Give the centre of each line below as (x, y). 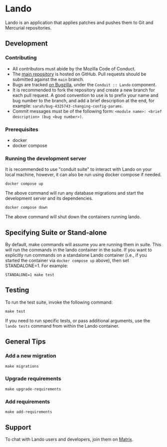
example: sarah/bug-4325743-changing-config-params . (68, 106)
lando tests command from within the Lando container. (62, 326)
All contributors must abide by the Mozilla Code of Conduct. (74, 68)
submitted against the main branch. (48, 79)
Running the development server (46, 158)
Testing (17, 290)
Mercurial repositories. (28, 27)
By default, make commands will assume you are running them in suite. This (83, 245)
